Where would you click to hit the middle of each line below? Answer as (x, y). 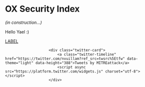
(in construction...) (24, 22)
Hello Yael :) (17, 32)
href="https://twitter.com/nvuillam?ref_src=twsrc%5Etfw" (65, 59)
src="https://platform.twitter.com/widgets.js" (54, 71)
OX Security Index (43, 9)
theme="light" (19, 63)
